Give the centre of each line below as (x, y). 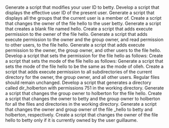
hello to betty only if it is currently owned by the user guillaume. (72, 120)
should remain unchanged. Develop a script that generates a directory (78, 82)
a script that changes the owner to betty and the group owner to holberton (83, 99)
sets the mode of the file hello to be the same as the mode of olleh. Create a (85, 66)
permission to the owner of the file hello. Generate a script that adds (76, 34)
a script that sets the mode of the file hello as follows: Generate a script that (84, 61)
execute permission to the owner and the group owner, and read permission (84, 39)
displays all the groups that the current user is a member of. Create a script (83, 18)
